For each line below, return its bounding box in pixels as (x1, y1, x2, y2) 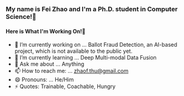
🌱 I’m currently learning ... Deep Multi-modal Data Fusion (14, 54, 157, 61)
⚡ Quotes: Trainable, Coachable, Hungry (14, 83, 116, 90)
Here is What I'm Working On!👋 (5, 27, 86, 35)
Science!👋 (5, 12, 37, 21)
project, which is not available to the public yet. (14, 47, 133, 55)
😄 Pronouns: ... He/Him (14, 76, 74, 83)
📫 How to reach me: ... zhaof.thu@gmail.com (14, 67, 129, 75)
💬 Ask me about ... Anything (14, 60, 84, 68)
